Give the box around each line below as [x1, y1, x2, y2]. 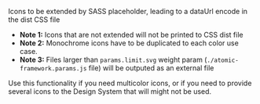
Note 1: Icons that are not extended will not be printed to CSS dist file [19, 30, 244, 39]
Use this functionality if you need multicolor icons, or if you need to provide [8, 78, 252, 88]
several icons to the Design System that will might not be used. [8, 87, 212, 96]
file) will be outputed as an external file [88, 63, 214, 73]
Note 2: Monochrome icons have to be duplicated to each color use [19, 38, 240, 48]
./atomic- [207, 56, 240, 64]
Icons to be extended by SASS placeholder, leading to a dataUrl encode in [8, 7, 248, 16]
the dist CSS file [8, 15, 60, 24]
